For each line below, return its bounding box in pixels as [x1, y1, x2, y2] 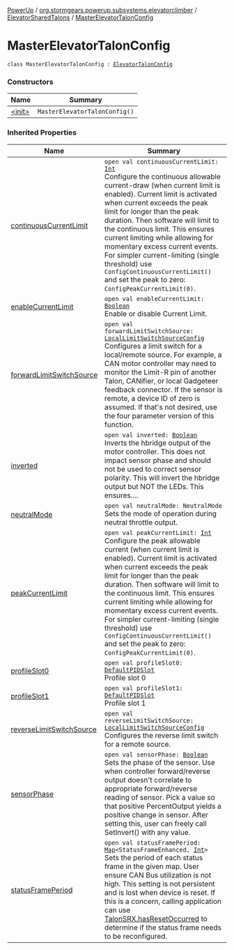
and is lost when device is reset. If [104, 887, 216, 897]
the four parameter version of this [104, 411, 214, 421]
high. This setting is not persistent [104, 879, 215, 889]
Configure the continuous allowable [104, 171, 221, 181]
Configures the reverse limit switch [104, 730, 219, 740]
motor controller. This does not [104, 446, 205, 456]
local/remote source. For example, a [104, 349, 222, 359]
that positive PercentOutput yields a [104, 801, 221, 811]
